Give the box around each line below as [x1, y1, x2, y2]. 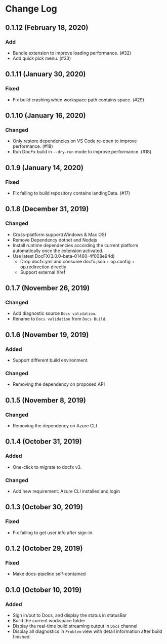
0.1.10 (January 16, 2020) [5, 111, 86, 119]
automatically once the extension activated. [12, 248, 104, 254]
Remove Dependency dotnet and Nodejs [12, 236, 98, 243]
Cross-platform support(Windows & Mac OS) [12, 231, 107, 237]
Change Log [5, 3, 57, 15]
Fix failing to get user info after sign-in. [12, 530, 94, 536]
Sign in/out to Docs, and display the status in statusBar [12, 612, 127, 618]
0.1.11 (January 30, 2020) [5, 70, 86, 78]
